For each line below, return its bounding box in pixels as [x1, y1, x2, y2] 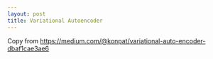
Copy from [7, 36, 39, 45]
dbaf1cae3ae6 [7, 44, 50, 53]
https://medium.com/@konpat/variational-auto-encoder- [40, 36, 206, 45]
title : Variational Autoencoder [7, 17, 103, 24]
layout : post [7, 10, 46, 18]
